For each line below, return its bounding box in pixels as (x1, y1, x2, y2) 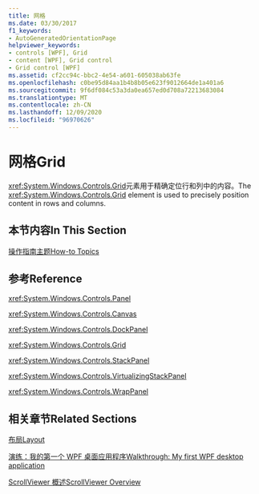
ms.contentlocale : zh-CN (8, 101, 91, 109)
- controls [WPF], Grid (8, 49, 88, 57)
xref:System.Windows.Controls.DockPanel (8, 325, 148, 335)
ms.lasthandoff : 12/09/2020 (8, 109, 103, 117)
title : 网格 (8, 11, 46, 20)
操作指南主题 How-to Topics (8, 246, 99, 256)
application (8, 461, 46, 471)
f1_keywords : (8, 26, 52, 34)
